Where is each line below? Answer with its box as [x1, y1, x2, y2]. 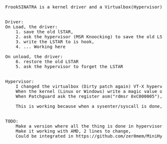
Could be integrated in [15, 134, 74, 139]
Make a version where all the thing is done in [15, 124, 134, 129]
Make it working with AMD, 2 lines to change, [15, 129, 131, 134]
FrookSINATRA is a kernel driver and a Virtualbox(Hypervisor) [5, 4, 163, 9]
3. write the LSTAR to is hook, [15, 39, 94, 44]
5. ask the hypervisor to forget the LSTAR [15, 64, 123, 69]
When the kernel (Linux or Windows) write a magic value [15, 89, 158, 94]
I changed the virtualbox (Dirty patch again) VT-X [15, 84, 144, 89]
